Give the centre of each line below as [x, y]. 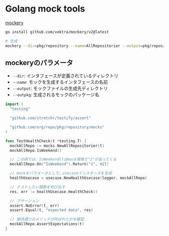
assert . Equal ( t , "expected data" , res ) [52, 210]
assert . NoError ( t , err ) [34, 205]
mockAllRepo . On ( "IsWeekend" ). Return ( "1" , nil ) [59, 164]
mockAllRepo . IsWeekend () [36, 150]
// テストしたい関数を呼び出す [37, 187]
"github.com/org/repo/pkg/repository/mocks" [57, 127]
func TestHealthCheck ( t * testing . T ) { [46, 141]
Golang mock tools [45, 9]
